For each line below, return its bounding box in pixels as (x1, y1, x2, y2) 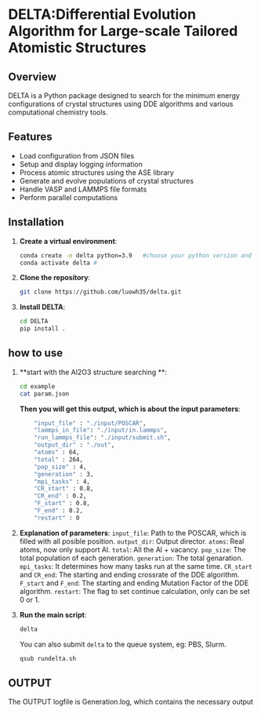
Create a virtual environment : (19, 236, 118, 246)
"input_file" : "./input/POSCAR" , (34, 419, 147, 427)
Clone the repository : (19, 273, 91, 282)
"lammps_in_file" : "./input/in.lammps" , (34, 426, 168, 435)
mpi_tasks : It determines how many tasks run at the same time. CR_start (19, 561, 253, 570)
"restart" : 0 (34, 514, 80, 522)
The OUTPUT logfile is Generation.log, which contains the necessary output (8, 697, 253, 707)
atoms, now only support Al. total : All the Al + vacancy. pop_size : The (19, 545, 246, 554)
